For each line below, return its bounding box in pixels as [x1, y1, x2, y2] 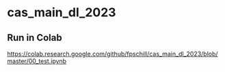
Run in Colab [7, 32, 63, 43]
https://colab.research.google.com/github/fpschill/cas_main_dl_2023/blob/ [7, 50, 218, 58]
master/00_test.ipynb [7, 57, 67, 65]
